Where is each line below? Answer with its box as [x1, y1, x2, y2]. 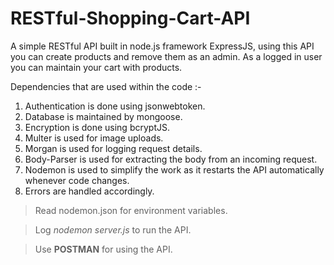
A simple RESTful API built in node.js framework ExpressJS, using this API [10, 40, 315, 52]
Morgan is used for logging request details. [24, 142, 203, 154]
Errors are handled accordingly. [24, 185, 155, 197]
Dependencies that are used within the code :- [10, 80, 202, 92]
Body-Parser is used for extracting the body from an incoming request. [24, 153, 318, 165]
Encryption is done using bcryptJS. [24, 121, 170, 133]
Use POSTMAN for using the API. [34, 243, 173, 255]
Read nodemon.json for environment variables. [34, 204, 228, 216]
